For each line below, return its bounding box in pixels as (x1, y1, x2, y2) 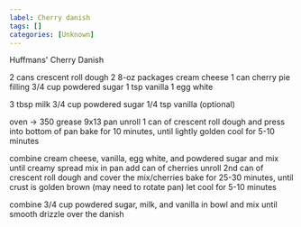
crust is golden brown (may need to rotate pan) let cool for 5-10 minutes (9, 182, 277, 193)
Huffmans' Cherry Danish (9, 55, 105, 66)
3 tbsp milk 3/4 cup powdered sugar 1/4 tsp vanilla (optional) (9, 99, 236, 110)
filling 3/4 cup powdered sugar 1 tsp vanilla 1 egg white (9, 82, 214, 93)
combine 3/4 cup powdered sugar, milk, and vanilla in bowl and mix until (9, 199, 278, 210)
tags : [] (9, 22, 42, 31)
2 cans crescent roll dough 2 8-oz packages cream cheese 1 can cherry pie (9, 72, 291, 83)
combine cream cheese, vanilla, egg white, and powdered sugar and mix (9, 153, 279, 164)
